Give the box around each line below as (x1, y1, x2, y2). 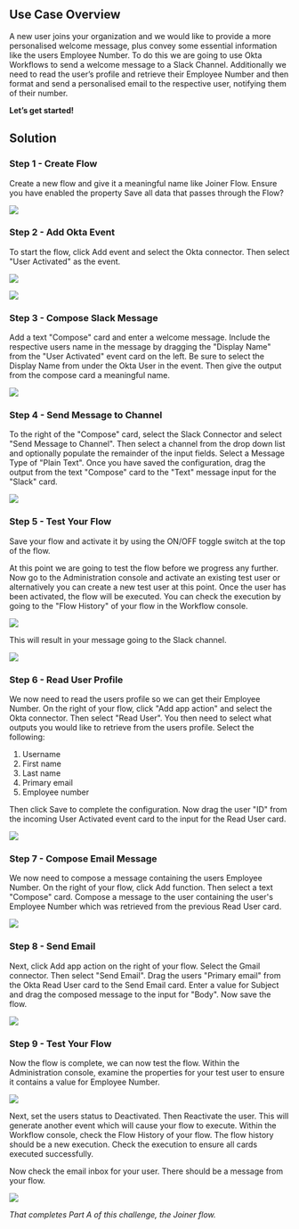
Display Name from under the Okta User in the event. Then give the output (9, 360, 282, 371)
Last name (21, 767, 61, 779)
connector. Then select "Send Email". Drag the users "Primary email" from (9, 969, 281, 980)
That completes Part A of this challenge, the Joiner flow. (9, 1208, 216, 1220)
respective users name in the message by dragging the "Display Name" (9, 342, 271, 352)
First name (21, 758, 62, 769)
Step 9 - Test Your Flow (9, 1037, 112, 1050)
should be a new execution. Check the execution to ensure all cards (9, 1139, 258, 1150)
